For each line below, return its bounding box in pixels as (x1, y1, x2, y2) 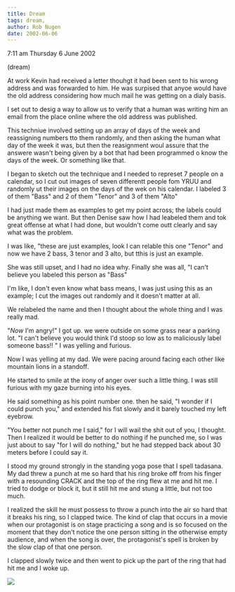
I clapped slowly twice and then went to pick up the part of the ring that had (7, 557, 227, 565)
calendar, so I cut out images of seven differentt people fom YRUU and (7, 177, 212, 186)
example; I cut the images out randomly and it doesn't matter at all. (7, 291, 201, 300)
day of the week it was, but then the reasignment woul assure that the (7, 141, 209, 150)
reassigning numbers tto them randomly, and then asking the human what (7, 134, 221, 142)
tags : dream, (7, 17, 46, 24)
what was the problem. (7, 228, 74, 237)
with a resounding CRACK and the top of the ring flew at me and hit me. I (7, 477, 217, 486)
